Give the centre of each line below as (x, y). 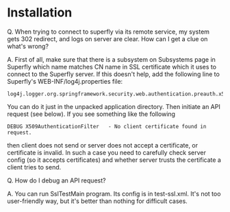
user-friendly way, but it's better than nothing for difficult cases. (98, 201)
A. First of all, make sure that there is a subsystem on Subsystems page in (111, 59)
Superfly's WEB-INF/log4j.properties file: (65, 81)
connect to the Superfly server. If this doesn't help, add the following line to (114, 74)
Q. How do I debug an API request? (56, 180)
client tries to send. (34, 167)
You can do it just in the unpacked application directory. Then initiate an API (114, 106)
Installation (40, 13)
